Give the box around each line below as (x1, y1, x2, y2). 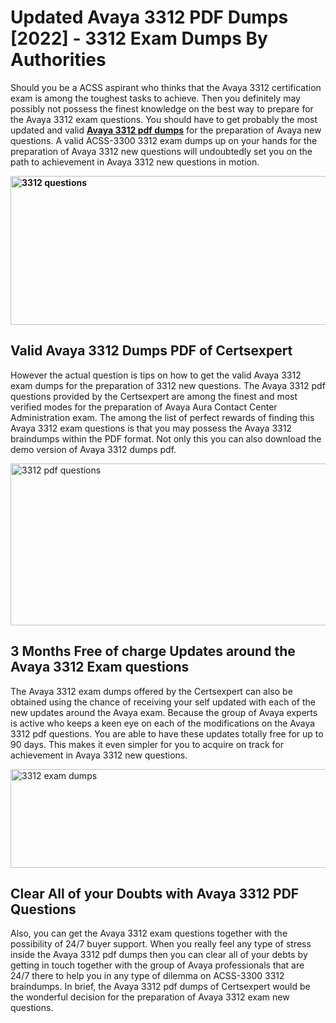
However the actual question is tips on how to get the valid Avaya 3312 (10, 369, 302, 381)
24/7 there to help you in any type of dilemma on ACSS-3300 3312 (10, 970, 285, 982)
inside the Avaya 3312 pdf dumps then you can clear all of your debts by (10, 949, 308, 961)
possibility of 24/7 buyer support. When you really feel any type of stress (10, 938, 312, 950)
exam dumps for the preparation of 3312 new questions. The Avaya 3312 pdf (10, 379, 326, 391)
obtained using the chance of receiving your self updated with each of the (10, 696, 316, 708)
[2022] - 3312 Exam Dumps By (10, 27, 268, 50)
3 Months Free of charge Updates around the (10, 643, 296, 660)
